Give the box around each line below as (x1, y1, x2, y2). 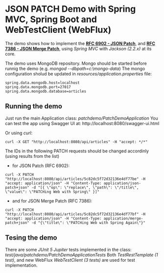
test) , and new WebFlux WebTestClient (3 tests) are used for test (5, 257, 136, 263)
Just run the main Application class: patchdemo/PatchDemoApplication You (5, 115, 158, 121)
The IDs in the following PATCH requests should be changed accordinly (5, 148, 149, 154)
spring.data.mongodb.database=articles (5, 89, 87, 94)
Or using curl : (5, 130, 33, 136)
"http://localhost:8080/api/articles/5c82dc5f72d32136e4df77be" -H (5, 176, 146, 181)
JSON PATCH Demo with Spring (5, 3, 136, 15)
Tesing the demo (5, 234, 57, 242)
